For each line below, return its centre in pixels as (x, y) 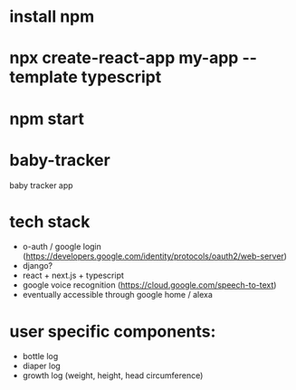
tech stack (50, 221)
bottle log (40, 357)
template (44, 77)
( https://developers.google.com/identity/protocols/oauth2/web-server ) (155, 256)
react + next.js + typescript (73, 276)
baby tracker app (42, 185)
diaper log (41, 366)
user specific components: (113, 331)
